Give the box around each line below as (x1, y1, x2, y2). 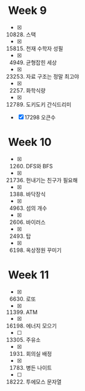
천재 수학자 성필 (25, 45, 63, 52)
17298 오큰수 (24, 113, 56, 121)
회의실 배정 (25, 350, 52, 357)
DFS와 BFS (25, 162, 53, 169)
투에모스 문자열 (25, 378, 62, 385)
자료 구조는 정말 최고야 (25, 73, 80, 80)
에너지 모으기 (25, 322, 57, 329)
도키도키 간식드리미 (25, 100, 72, 108)
